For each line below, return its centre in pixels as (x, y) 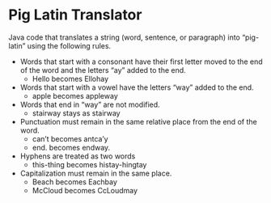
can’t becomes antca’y (70, 138)
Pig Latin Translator (75, 15)
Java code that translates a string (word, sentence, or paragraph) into (125, 37)
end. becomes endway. (71, 147)
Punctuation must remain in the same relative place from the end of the (138, 121)
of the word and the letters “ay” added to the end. (103, 70)
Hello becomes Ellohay (70, 78)
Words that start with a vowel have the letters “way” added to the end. (137, 87)
